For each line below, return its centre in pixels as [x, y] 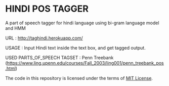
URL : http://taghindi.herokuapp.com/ [44, 38]
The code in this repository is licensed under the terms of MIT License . [79, 78]
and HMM [16, 28]
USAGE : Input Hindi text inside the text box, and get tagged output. [75, 48]
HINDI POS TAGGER [47, 9]
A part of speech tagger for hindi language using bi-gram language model [82, 23]
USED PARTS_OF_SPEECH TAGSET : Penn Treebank [59, 57]
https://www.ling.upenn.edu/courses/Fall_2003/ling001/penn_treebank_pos [86, 63]
